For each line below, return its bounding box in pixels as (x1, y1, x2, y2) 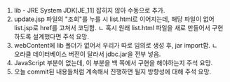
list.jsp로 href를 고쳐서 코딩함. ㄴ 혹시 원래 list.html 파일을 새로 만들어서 (13, 24, 210, 32)
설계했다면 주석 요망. (32, 32, 90, 41)
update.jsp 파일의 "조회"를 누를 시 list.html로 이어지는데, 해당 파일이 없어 (13, 15, 215, 23)
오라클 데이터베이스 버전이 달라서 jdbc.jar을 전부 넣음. (13, 50, 161, 58)
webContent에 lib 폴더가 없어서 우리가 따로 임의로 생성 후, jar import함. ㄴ (13, 41, 218, 49)
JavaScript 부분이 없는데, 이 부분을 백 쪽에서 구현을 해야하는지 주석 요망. (13, 59, 213, 67)
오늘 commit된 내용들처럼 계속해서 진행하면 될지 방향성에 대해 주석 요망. (13, 67, 212, 76)
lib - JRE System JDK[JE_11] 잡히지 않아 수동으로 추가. (13, 6, 165, 14)
